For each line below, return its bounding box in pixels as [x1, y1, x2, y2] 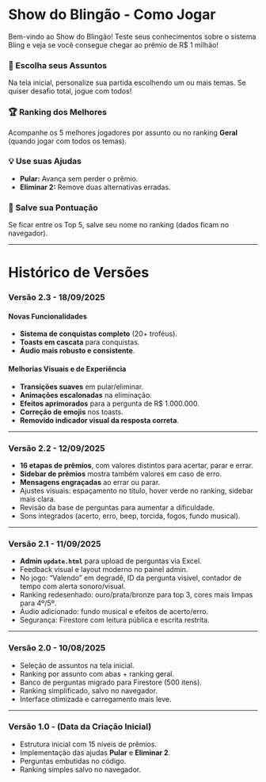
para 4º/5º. [19, 598, 57, 608]
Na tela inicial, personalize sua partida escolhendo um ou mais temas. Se [8, 78, 247, 88]
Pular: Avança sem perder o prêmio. [19, 174, 139, 183]
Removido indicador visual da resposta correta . [19, 415, 180, 425]
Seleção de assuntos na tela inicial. [19, 660, 135, 670]
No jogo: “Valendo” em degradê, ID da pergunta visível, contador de [19, 573, 242, 583]
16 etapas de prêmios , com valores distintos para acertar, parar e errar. [19, 460, 253, 470]
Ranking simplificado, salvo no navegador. [19, 685, 158, 695]
